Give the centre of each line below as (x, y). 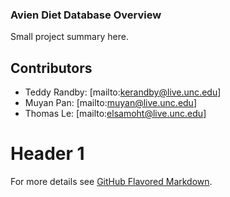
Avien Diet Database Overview (86, 15)
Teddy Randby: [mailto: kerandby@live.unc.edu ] (123, 92)
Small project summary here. (69, 37)
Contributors (51, 68)
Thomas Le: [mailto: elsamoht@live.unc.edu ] (115, 114)
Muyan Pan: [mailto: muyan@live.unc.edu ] (111, 103)
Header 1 (47, 154)
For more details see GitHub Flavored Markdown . (111, 182)
